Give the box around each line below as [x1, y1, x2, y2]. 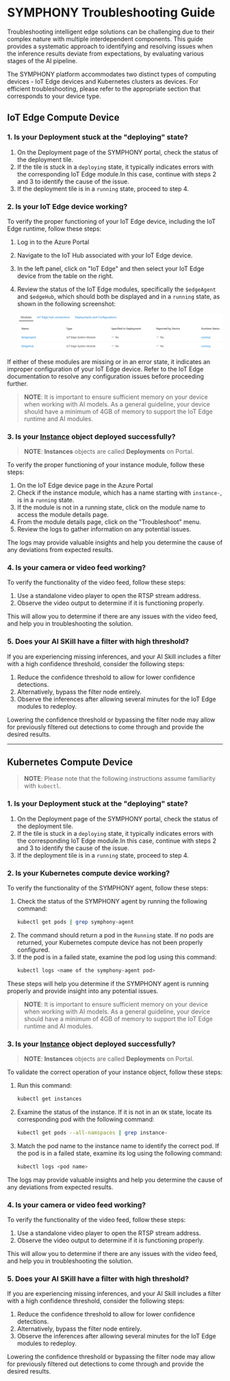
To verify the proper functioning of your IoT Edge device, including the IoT [7, 217, 216, 225]
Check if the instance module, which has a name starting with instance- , [16, 488, 222, 497]
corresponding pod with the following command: [16, 1115, 155, 1123]
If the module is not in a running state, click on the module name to [16, 503, 205, 511]
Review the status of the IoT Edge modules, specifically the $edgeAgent [16, 285, 216, 293]
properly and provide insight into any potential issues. [7, 987, 159, 995]
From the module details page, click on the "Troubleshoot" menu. [16, 517, 201, 526]
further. [7, 379, 29, 387]
